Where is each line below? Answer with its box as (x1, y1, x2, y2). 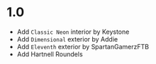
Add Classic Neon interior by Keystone (16, 27, 130, 36)
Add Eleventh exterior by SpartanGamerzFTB (16, 42, 150, 51)
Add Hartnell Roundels (16, 50, 83, 58)
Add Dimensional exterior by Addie (16, 34, 118, 43)
